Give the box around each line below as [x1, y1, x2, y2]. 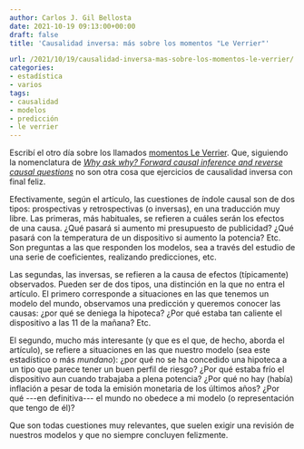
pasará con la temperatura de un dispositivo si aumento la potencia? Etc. [9, 232, 281, 243]
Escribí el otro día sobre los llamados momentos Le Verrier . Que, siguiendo [9, 147, 289, 159]
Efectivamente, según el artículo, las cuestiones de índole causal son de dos [9, 194, 295, 205]
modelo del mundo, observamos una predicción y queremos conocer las [9, 298, 281, 309]
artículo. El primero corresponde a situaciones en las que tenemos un [9, 288, 270, 299]
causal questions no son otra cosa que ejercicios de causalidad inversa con [9, 167, 293, 178]
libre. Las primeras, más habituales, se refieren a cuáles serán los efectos [9, 213, 285, 224]
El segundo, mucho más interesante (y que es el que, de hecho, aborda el [9, 335, 285, 346]
